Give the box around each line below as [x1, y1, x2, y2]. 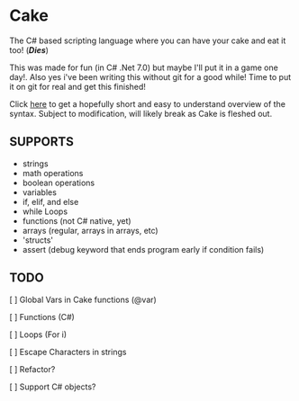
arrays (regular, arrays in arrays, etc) [22, 225, 159, 236]
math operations [22, 167, 84, 178]
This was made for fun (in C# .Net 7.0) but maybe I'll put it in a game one [9, 62, 279, 73]
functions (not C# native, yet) [22, 215, 132, 226]
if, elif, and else [22, 196, 79, 207]
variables [22, 186, 57, 198]
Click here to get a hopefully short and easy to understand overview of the [9, 98, 286, 109]
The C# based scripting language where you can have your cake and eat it [9, 35, 286, 46]
